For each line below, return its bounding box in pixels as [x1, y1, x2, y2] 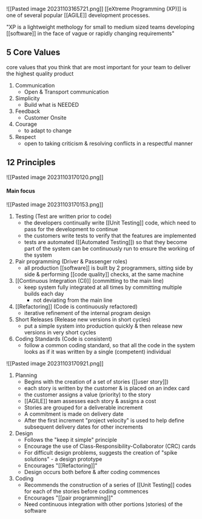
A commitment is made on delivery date [24, 410, 124, 418]
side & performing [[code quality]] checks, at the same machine [24, 270, 184, 278]
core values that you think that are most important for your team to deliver [6, 63, 191, 70]
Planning [15, 371, 38, 379]
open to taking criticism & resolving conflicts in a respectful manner [24, 140, 193, 147]
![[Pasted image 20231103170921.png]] [6, 359, 104, 367]
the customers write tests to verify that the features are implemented [24, 232, 197, 239]
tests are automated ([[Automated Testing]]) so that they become [24, 238, 187, 245]
